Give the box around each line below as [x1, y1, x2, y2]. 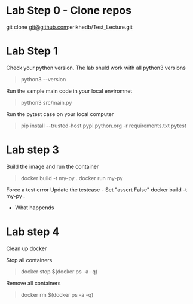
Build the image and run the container [6, 163, 99, 170]
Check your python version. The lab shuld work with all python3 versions [6, 64, 186, 71]
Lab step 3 [6, 143, 60, 157]
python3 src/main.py [20, 99, 72, 106]
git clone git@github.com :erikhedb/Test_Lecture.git [6, 23, 133, 31]
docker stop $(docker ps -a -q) [20, 267, 98, 275]
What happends [14, 204, 54, 211]
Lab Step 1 [6, 44, 58, 58]
